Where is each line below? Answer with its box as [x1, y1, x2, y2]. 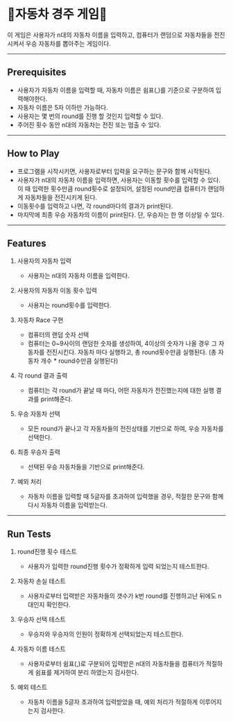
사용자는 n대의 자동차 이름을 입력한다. [27, 272, 130, 280]
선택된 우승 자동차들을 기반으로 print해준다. [27, 463, 145, 471]
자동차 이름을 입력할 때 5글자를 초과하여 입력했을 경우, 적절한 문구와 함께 [27, 492, 224, 501]
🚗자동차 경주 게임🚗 [7, 6, 107, 22]
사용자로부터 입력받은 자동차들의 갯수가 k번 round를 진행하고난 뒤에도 [27, 592, 217, 600]
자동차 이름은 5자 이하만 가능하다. [17, 103, 109, 111]
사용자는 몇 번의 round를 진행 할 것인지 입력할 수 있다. [17, 112, 164, 120]
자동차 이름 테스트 [17, 645, 66, 654]
